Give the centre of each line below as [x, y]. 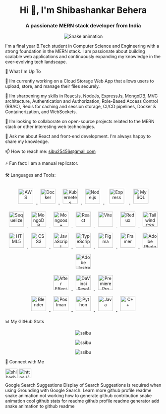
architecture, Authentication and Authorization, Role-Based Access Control [82, 101]
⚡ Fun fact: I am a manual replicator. [42, 163]
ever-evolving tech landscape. [36, 62]
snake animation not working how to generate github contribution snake [79, 396]
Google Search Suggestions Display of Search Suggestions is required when [83, 385]
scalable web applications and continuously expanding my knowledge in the [83, 57]
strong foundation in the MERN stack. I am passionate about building [75, 51]
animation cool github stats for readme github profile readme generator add [82, 401]
